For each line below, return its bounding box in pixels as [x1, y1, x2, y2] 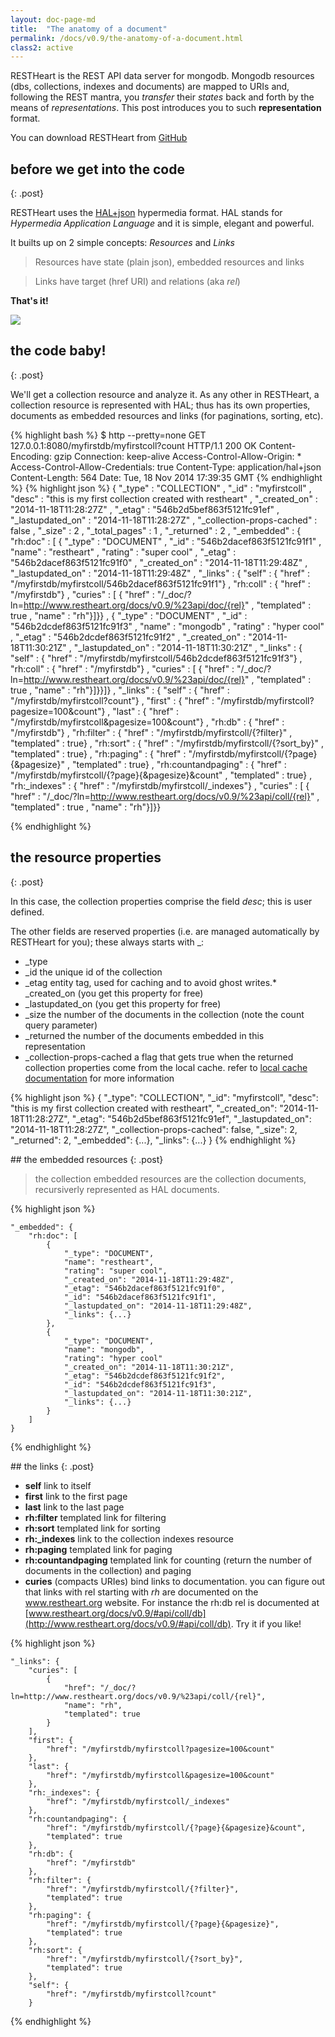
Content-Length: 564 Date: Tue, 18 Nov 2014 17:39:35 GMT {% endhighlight [10, 471, 323, 483]
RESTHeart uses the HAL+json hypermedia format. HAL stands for [10, 207, 283, 219]
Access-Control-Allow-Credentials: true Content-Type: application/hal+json [10, 461, 322, 473]
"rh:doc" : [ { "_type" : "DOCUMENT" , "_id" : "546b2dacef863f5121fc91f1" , [10, 535, 322, 547]
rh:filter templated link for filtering [24, 1511, 167, 1523]
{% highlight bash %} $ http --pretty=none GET [10, 429, 207, 441]
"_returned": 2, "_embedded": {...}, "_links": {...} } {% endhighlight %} [10, 1134, 297, 1146]
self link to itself [24, 1479, 92, 1491]
